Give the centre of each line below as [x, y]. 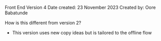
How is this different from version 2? [43, 23]
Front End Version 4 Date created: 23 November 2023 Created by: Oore [80, 7]
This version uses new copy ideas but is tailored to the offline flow [82, 33]
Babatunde [16, 13]
